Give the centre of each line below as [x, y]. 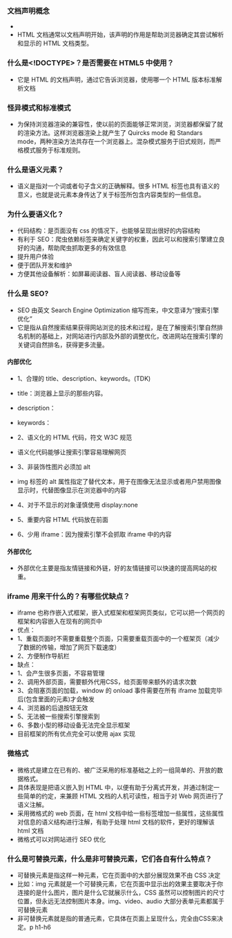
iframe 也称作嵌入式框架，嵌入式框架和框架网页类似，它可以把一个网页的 [121, 613]
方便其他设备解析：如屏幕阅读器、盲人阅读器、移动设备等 [99, 274]
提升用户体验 [35, 257]
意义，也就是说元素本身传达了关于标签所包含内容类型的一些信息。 [111, 195]
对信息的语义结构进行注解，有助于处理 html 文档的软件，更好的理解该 [116, 822]
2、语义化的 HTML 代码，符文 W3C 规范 [75, 437]
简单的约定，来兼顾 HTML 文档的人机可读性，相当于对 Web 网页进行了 [124, 796]
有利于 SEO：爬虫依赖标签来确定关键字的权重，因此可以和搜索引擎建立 [118, 240]
